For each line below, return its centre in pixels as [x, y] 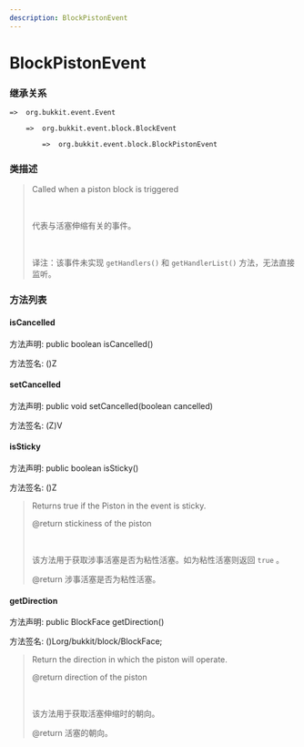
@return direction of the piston [89, 677]
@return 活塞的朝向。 [72, 733]
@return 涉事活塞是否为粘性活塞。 [96, 578]
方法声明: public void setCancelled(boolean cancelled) [111, 405]
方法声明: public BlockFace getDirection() [87, 622]
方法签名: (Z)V [36, 425]
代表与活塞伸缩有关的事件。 [84, 226]
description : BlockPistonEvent [69, 18]
